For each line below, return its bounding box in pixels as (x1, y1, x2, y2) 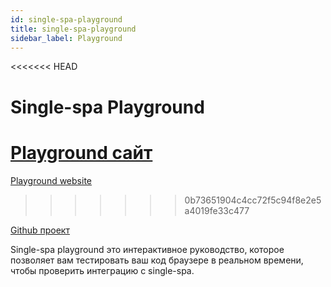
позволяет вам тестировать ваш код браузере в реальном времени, (10, 254, 304, 266)
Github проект (10, 224, 70, 236)
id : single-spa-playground (10, 14, 123, 25)
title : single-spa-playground (10, 24, 137, 34)
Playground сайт (10, 141, 153, 164)
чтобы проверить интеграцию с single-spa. (10, 264, 195, 276)
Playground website (10, 174, 92, 186)
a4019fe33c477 (184, 204, 250, 216)
